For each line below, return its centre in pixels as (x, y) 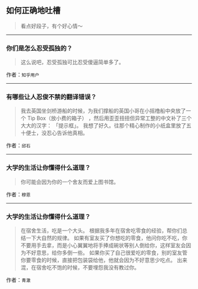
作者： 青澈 (18, 280)
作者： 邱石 (18, 146)
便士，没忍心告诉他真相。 (57, 133)
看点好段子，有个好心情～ (52, 26)
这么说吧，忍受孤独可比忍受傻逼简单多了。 (72, 62)
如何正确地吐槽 (33, 11)
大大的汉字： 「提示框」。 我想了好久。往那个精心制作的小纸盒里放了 (103, 126)
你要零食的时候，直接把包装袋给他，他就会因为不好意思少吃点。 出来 (104, 260)
